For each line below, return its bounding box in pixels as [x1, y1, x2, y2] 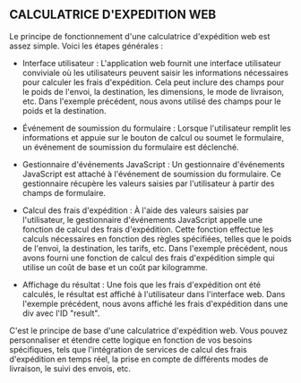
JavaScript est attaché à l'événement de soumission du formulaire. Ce [21, 168, 282, 179]
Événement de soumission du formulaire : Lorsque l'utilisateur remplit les [21, 123, 291, 133]
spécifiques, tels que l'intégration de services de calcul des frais [9, 344, 248, 354]
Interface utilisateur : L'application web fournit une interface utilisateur [21, 57, 282, 68]
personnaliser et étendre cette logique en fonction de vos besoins [9, 335, 253, 345]
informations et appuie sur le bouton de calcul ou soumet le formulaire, [21, 132, 285, 142]
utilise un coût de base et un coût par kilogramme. [21, 261, 209, 272]
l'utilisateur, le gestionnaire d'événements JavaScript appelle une [21, 214, 262, 225]
